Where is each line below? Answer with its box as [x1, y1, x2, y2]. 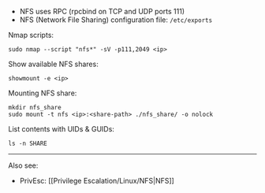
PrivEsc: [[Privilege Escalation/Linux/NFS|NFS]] [19, 176, 175, 185]
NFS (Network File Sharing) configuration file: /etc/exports [19, 15, 213, 24]
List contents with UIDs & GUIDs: [8, 124, 114, 133]
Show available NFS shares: [8, 59, 99, 69]
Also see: [8, 161, 39, 170]
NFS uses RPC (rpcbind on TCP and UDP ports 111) [19, 7, 185, 16]
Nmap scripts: [8, 31, 54, 39]
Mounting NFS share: [8, 88, 77, 98]
